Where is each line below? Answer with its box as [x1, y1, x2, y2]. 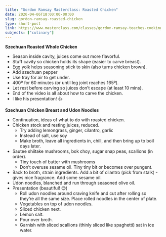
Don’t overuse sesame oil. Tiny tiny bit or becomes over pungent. [19, 164, 153, 170]
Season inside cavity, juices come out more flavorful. [12, 53, 121, 59]
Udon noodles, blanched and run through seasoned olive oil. [12, 180, 136, 186]
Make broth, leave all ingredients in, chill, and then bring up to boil [19, 138, 154, 143]
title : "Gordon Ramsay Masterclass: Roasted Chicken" [5, 7, 119, 12]
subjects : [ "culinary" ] [5, 30, 54, 35]
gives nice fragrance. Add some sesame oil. [12, 175, 102, 181]
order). [12, 154, 27, 159]
